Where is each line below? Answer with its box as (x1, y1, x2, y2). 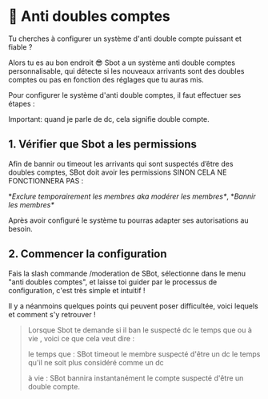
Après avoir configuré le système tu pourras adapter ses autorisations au (8, 216, 250, 225)
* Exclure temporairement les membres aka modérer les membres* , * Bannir (8, 191, 256, 201)
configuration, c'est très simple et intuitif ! (8, 285, 146, 295)
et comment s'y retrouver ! (8, 309, 96, 319)
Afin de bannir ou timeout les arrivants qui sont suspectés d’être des (8, 159, 234, 168)
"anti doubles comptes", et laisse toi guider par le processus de (8, 276, 218, 287)
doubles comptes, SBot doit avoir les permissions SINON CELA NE (8, 167, 227, 177)
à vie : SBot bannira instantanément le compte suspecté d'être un (27, 373, 244, 383)
